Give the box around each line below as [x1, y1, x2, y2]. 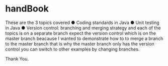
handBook [5, 3, 49, 14]
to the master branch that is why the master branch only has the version [5, 40, 154, 46]
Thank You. [5, 55, 29, 61]
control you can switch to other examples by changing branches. [5, 46, 140, 52]
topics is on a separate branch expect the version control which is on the [5, 30, 156, 36]
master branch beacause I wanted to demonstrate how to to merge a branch [5, 35, 163, 41]
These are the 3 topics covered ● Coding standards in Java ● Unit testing [5, 19, 159, 25]
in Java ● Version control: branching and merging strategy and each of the [5, 24, 161, 30]
